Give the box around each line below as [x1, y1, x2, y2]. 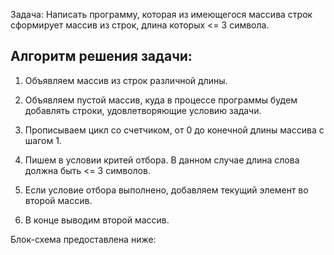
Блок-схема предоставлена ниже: [10, 233, 157, 245]
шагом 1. [24, 134, 62, 146]
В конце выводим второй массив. [24, 214, 170, 226]
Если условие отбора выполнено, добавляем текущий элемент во [24, 184, 309, 196]
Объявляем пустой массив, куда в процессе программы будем [24, 94, 298, 106]
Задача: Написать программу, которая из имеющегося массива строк [10, 9, 313, 20]
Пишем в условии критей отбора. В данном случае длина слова [24, 154, 300, 166]
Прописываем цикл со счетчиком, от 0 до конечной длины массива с [24, 124, 325, 136]
